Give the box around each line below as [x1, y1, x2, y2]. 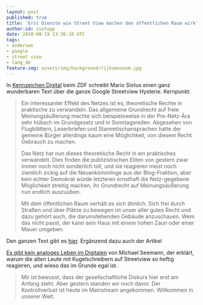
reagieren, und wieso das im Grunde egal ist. [6, 262, 118, 269]
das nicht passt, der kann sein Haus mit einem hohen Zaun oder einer [21, 219, 195, 226]
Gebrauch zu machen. [21, 138, 77, 146]
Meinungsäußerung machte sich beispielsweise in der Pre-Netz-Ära [21, 112, 190, 120]
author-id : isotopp [6, 25, 56, 32]
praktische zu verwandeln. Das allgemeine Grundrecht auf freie [21, 106, 179, 114]
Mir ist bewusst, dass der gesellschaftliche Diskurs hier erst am [21, 274, 179, 281]
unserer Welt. [21, 293, 55, 300]
